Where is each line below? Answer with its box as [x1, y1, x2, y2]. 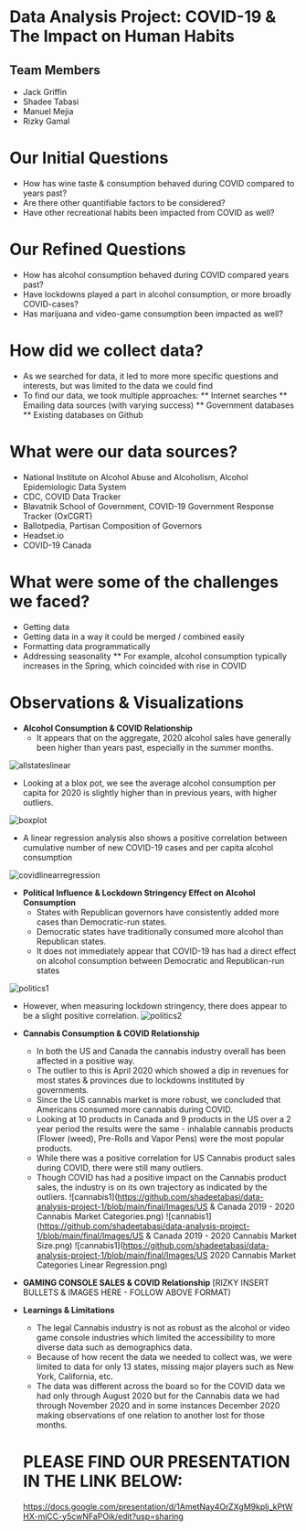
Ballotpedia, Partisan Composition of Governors [22, 519, 203, 531]
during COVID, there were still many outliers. [36, 1162, 204, 1172]
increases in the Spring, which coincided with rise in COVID [22, 660, 247, 671]
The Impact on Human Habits [9, 26, 235, 47]
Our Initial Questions [9, 148, 169, 168]
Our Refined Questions [9, 240, 186, 260]
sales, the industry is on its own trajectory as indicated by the [36, 1182, 268, 1193]
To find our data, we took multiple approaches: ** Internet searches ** [22, 390, 288, 401]
